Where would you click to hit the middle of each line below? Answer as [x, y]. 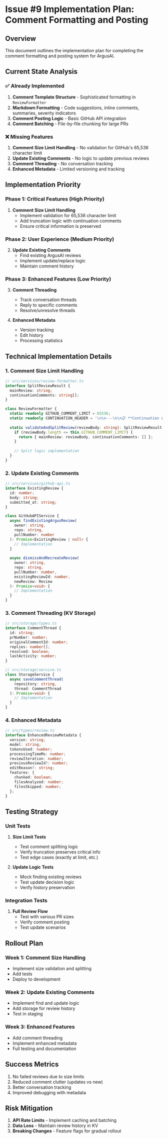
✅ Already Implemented [35, 86]
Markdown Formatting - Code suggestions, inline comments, [76, 108]
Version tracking [37, 330]
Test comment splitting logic [49, 847]
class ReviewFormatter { [31, 409]
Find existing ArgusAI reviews [50, 255]
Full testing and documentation [44, 1049]
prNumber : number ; [29, 637]
